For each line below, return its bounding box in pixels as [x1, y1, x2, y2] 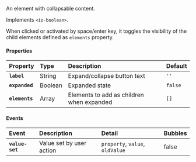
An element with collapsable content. [6, 5, 95, 12]
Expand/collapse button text [68, 72, 145, 80]
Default [166, 62, 187, 70]
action [38, 146, 57, 154]
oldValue [101, 147, 125, 154]
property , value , [101, 140, 145, 148]
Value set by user [38, 139, 87, 147]
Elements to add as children [68, 91, 144, 99]
